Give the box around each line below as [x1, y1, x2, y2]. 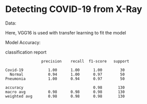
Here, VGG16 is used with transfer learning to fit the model [5, 29, 126, 35]
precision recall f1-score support [41, 58, 129, 63]
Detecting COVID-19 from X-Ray [5, 3, 142, 15]
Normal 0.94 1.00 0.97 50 [10, 71, 125, 77]
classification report [5, 49, 47, 55]
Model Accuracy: [5, 39, 41, 45]
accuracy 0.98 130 [5, 85, 125, 90]
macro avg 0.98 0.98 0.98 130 [5, 89, 125, 94]
